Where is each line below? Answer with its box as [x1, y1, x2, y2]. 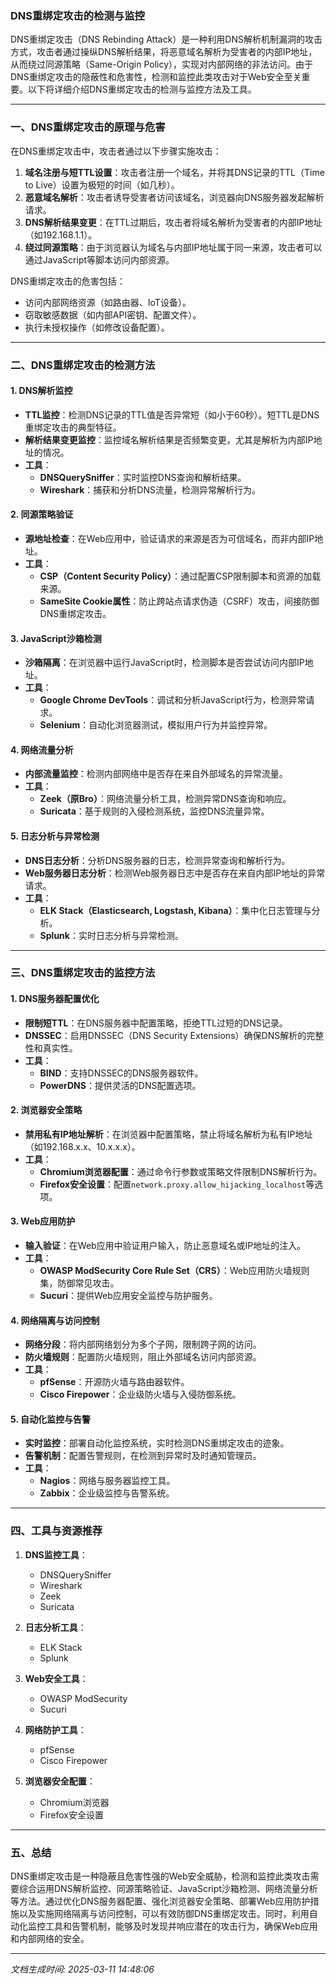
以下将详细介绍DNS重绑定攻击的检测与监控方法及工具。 [27, 83, 257, 96]
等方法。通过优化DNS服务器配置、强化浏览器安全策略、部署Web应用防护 [10, 1895, 311, 1907]
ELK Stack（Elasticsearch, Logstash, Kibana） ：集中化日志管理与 [39, 904, 312, 916]
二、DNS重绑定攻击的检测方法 [10, 358, 156, 372]
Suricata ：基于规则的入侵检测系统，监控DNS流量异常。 [39, 805, 270, 817]
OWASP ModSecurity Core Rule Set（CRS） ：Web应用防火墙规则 [39, 1265, 310, 1277]
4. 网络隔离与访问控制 [10, 1314, 100, 1326]
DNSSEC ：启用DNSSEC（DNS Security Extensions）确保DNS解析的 [24, 1029, 307, 1041]
